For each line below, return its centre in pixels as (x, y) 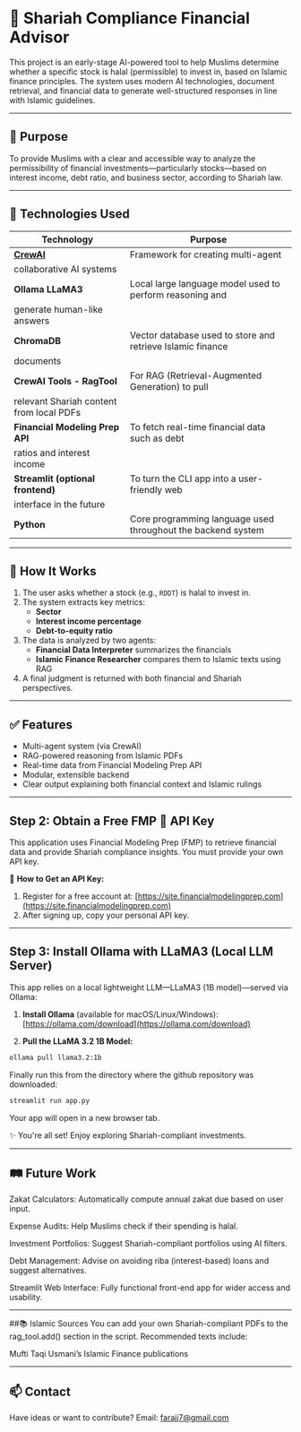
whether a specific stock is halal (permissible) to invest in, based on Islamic (149, 72)
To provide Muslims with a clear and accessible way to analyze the (133, 158)
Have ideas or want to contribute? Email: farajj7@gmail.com (119, 1418)
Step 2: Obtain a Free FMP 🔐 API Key (112, 820)
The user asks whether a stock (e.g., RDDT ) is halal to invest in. (136, 593)
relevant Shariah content (65, 401)
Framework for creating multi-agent (206, 254)
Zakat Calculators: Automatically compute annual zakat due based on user (146, 1199)
